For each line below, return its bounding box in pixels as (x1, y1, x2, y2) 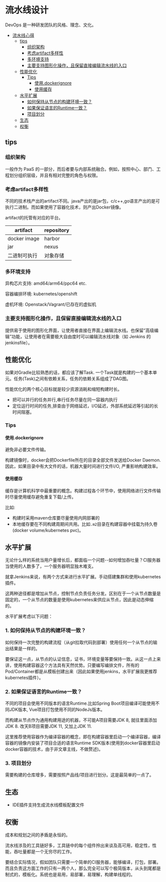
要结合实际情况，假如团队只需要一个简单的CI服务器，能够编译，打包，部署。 (5, 859, 161, 865)
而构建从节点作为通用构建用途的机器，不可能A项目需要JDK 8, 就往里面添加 (5, 717, 157, 723)
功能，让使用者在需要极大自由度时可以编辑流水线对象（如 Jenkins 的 (11, 333, 151, 339)
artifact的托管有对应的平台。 (5, 214, 63, 220)
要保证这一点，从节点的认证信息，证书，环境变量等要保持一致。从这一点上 (5, 656, 157, 662)
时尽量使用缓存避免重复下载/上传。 (5, 494, 77, 500)
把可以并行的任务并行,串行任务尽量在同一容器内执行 (12, 397, 118, 403)
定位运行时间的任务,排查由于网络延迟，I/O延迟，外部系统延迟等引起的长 (12, 403, 159, 409)
